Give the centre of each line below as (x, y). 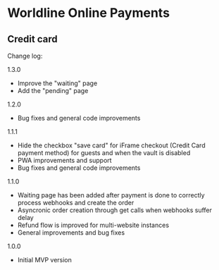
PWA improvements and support (64, 160)
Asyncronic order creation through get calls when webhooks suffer (115, 210)
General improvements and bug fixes (71, 233)
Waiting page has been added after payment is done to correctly (111, 195)
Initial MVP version (45, 260)
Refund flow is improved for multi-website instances (93, 225)
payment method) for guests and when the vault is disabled (104, 153)
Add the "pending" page (53, 91)
